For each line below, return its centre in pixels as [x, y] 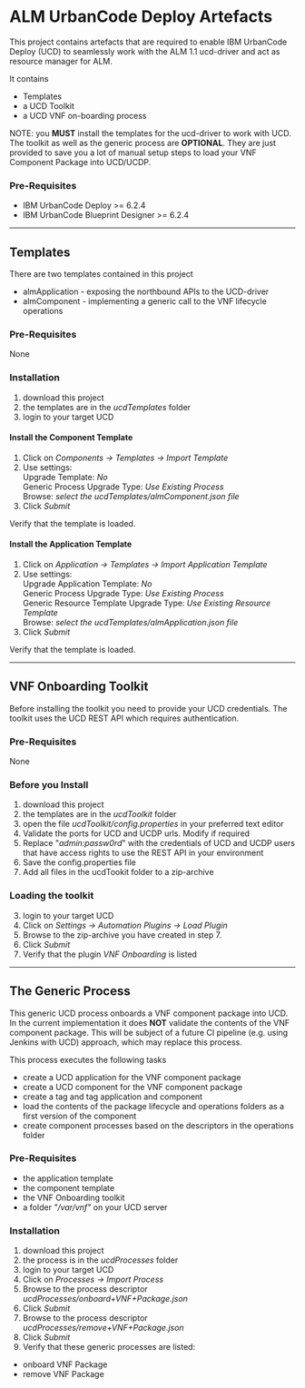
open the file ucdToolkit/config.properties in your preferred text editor [153, 824]
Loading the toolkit [52, 896]
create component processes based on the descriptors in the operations [158, 1125]
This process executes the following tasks [88, 1059]
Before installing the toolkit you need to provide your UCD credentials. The [148, 708]
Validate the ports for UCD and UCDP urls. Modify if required [136, 833]
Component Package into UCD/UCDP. [80, 162]
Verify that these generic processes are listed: [109, 1347]
